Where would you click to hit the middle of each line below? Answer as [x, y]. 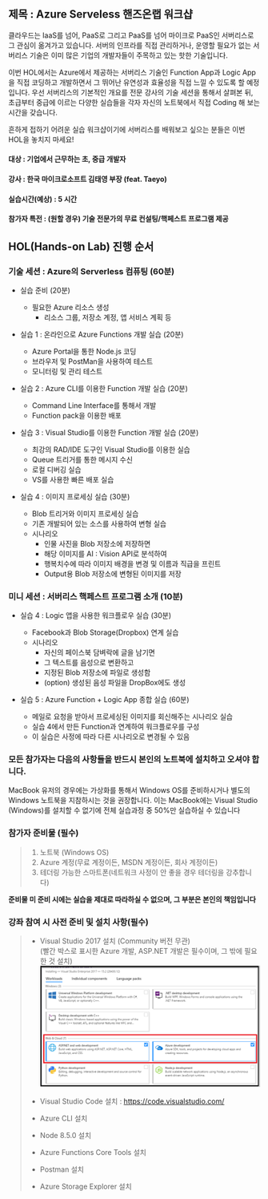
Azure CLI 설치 [64, 1118]
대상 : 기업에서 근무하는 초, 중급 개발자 [67, 159]
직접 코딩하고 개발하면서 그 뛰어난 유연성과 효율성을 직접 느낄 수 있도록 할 [131, 82]
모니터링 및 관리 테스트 [67, 371]
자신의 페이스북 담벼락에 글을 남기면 [100, 652]
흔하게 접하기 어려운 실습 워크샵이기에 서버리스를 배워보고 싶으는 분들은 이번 [127, 129]
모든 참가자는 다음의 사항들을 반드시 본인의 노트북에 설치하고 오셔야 [129, 760]
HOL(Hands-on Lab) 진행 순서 [81, 246]
